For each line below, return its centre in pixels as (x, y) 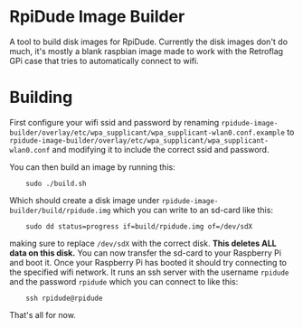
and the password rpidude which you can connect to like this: (124, 281)
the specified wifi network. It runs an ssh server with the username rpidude (149, 272)
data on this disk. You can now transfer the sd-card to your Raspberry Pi (146, 253)
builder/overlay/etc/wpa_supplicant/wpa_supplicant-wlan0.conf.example (147, 133)
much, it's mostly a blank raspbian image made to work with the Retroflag (146, 51)
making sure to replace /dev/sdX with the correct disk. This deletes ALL (143, 243)
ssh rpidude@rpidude (64, 298)
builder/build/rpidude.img (60, 211)
